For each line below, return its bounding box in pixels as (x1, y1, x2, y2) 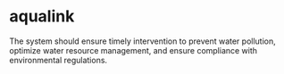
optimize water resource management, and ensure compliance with (9, 45, 257, 55)
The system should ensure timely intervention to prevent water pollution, (9, 36, 277, 46)
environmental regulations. (9, 54, 108, 65)
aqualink (9, 6, 75, 27)
